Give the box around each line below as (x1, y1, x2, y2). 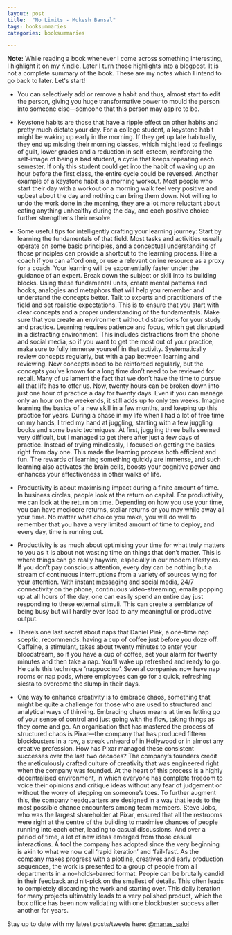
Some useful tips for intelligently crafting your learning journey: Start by (17, 227, 222, 235)
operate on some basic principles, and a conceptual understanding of (17, 242, 217, 250)
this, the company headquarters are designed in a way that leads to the (17, 796, 221, 804)
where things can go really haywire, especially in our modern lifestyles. (17, 555, 220, 564)
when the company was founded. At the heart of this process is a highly (17, 767, 223, 775)
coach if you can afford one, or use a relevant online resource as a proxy (17, 257, 225, 265)
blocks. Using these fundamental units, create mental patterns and (17, 278, 208, 287)
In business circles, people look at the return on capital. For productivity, (17, 491, 224, 499)
